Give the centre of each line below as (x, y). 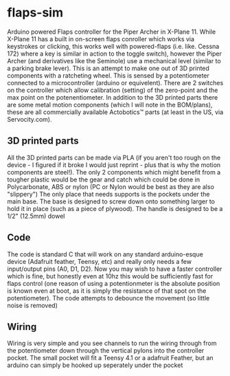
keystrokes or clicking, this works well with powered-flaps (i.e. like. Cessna (113, 46)
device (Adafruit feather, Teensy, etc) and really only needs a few (100, 261)
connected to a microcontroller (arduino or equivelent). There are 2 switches (115, 82)
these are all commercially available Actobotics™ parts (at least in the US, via (115, 112)
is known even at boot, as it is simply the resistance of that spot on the (107, 291)
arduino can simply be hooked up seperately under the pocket (95, 365)
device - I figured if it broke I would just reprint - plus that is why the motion (114, 165)
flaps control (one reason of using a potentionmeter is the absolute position (114, 283)
